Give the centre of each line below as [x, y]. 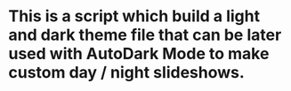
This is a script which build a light [134, 16]
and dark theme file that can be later [145, 35]
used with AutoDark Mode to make [139, 54]
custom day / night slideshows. [127, 73]
